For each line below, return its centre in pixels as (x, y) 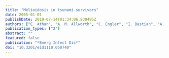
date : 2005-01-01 (24, 15)
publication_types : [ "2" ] (32, 29)
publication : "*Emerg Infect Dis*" (43, 43)
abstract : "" (19, 33)
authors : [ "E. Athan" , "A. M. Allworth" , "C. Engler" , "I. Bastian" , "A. (85, 24)
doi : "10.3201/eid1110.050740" (38, 47)
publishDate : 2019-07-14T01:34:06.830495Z (51, 19)
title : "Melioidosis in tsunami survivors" (52, 10)
